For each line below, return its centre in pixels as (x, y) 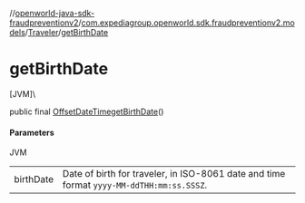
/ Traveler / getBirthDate (67, 32)
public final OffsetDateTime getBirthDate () (87, 111)
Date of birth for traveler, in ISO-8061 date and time (174, 174)
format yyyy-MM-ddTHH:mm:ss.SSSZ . (135, 185)
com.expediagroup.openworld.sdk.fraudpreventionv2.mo (188, 23)
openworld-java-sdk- (55, 13)
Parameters (32, 132)
